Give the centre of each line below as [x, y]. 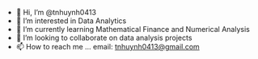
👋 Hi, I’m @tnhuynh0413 [56, 12]
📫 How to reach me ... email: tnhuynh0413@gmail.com [108, 47]
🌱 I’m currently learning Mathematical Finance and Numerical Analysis [133, 29]
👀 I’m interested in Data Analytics [71, 21]
